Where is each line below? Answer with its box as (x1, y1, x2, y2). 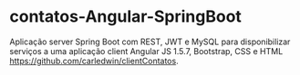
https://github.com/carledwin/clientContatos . (9, 55, 180, 66)
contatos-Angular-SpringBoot (9, 6, 242, 27)
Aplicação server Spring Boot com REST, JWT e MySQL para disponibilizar (9, 36, 291, 47)
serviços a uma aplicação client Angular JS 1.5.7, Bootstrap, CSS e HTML (9, 45, 284, 56)
